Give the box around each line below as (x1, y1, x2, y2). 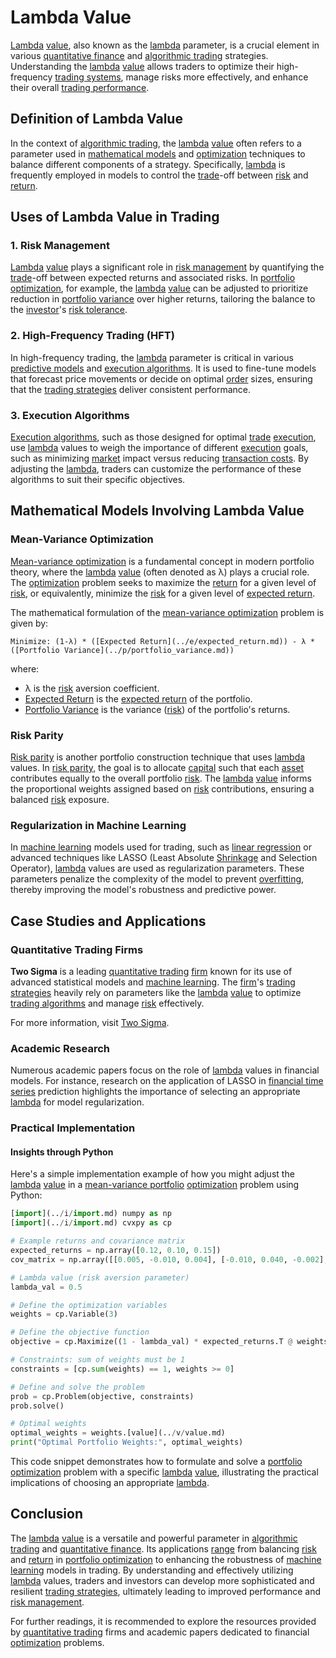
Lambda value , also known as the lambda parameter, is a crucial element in (10, 39, 320, 51)
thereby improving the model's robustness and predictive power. (10, 884, 277, 896)
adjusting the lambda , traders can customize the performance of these (10, 463, 302, 475)
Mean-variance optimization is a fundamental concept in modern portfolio (10, 555, 315, 567)
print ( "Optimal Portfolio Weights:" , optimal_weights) (10, 1437, 244, 1448)
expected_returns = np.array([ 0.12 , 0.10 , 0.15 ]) (10, 1246, 222, 1256)
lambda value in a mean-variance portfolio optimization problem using (10, 1179, 300, 1191)
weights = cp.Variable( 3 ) (10, 1309, 118, 1320)
